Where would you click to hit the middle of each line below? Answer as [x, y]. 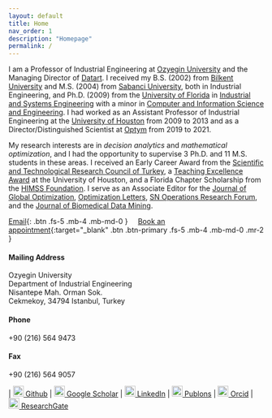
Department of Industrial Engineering [70, 284]
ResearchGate [45, 406]
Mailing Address [37, 257]
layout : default [36, 16]
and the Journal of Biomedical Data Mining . [81, 206]
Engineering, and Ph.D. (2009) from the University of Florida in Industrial [130, 95]
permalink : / [30, 46]
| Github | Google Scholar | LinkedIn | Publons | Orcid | [131, 394]
